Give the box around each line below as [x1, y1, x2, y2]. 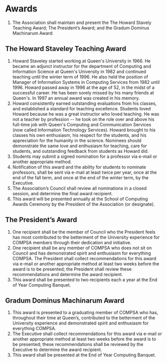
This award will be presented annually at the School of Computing [12, 196, 148, 202]
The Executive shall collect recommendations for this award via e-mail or [12, 331, 162, 337]
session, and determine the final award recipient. [12, 190, 113, 196]
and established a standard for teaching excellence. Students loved [12, 105, 151, 111]
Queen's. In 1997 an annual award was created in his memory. [12, 95, 140, 101]
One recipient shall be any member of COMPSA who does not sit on [12, 245, 152, 251]
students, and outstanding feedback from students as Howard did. [12, 148, 149, 154]
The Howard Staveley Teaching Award [5, 44, 126, 53]
